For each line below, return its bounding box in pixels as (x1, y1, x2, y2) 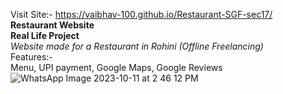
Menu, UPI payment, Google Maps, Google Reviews (10, 62, 223, 73)
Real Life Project (10, 30, 80, 41)
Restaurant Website (10, 19, 95, 31)
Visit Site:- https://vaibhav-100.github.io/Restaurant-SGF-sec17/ (10, 9, 273, 20)
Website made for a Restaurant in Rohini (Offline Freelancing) (10, 40, 264, 52)
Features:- (10, 51, 53, 63)
